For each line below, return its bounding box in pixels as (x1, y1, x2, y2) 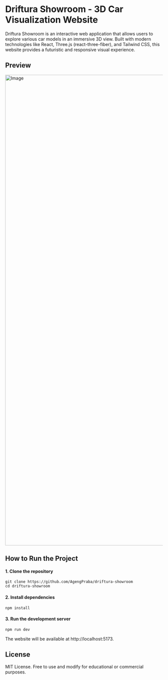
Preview (5, 61, 31, 70)
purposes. (5, 669, 26, 675)
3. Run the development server (5, 616, 71, 622)
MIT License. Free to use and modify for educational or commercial (5, 663, 144, 669)
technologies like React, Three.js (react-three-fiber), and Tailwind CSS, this (5, 41, 160, 47)
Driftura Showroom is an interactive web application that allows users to (5, 31, 153, 37)
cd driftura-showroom (5, 584, 50, 589)
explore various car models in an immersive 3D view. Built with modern (5, 36, 151, 42)
